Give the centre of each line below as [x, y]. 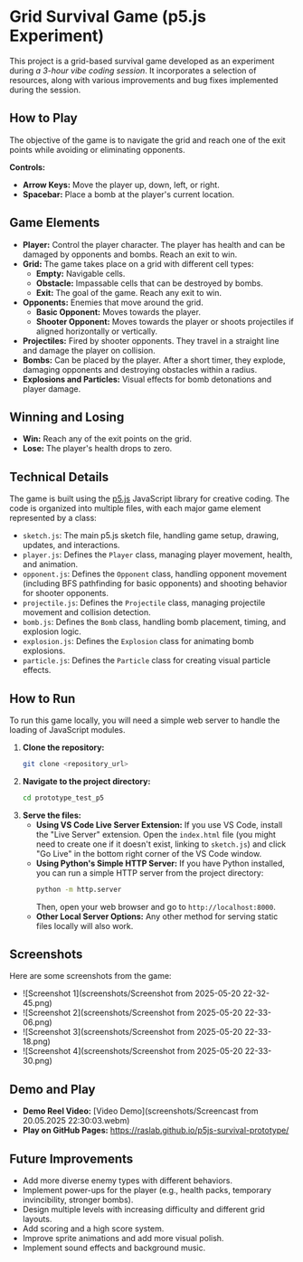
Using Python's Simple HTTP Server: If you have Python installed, [160, 863]
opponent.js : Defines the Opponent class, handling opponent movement [155, 574]
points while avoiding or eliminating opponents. [97, 149]
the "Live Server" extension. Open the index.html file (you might [156, 834]
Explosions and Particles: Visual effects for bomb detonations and [147, 379]
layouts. [37, 1219]
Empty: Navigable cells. [80, 273]
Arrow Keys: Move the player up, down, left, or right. [121, 185]
